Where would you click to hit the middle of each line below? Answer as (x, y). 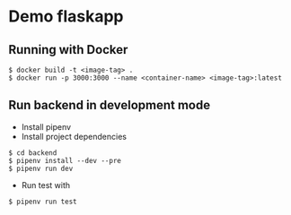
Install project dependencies (74, 136)
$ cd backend (33, 153)
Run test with (46, 185)
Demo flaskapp (66, 17)
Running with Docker (68, 50)
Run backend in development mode (110, 105)
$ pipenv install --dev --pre (65, 160)
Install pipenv (46, 126)
